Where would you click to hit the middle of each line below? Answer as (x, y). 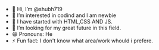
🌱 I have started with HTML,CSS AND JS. (62, 21)
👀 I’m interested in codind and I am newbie (64, 15)
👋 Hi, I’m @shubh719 (37, 9)
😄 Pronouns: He (32, 34)
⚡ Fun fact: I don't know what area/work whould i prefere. (82, 41)
